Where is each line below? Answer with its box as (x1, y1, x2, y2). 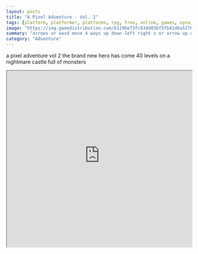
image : (6, 25, 22, 31)
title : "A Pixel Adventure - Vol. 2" (6, 14, 99, 20)
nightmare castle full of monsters (6, 58, 86, 65)
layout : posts (6, 8, 41, 15)
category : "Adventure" (6, 36, 62, 42)
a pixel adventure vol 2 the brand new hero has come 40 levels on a (6, 52, 170, 59)
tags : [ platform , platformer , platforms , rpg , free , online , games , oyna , (6, 19, 193, 25)
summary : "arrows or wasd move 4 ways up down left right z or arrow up (6, 31, 188, 36)
